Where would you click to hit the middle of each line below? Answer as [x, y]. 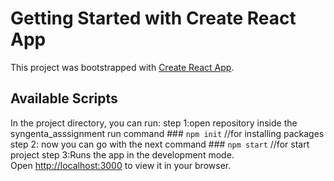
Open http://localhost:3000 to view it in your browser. [121, 165]
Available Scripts [64, 98]
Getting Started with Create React [153, 18]
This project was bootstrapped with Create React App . [122, 67]
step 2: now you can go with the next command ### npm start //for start [160, 144]
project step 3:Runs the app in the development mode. [122, 154]
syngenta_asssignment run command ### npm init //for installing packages [167, 133]
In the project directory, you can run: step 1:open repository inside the [154, 123]
